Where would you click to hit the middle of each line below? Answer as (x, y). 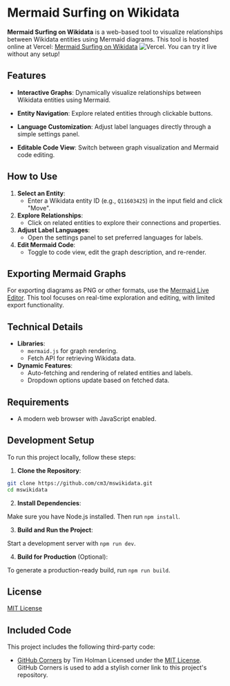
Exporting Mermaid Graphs (67, 274)
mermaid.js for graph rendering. (73, 351)
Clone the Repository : (49, 470)
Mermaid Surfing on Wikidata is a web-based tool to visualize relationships (115, 32)
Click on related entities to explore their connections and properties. (124, 222)
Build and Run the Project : (55, 530)
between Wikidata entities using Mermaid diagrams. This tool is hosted (108, 39)
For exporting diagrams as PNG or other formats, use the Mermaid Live (108, 290)
